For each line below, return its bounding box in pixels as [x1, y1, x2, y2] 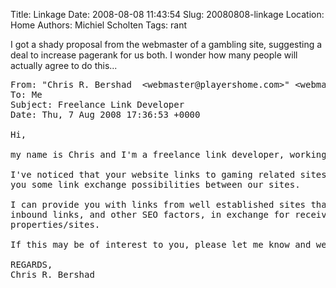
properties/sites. [10, 219, 101, 230]
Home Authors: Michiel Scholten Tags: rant [10, 19, 188, 31]
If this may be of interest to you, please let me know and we [10, 239, 327, 250]
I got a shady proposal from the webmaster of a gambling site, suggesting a [10, 39, 323, 50]
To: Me [10, 89, 43, 100]
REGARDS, [10, 259, 53, 270]
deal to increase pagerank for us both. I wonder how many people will [10, 49, 298, 61]
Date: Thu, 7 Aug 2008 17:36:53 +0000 [10, 109, 201, 120]
